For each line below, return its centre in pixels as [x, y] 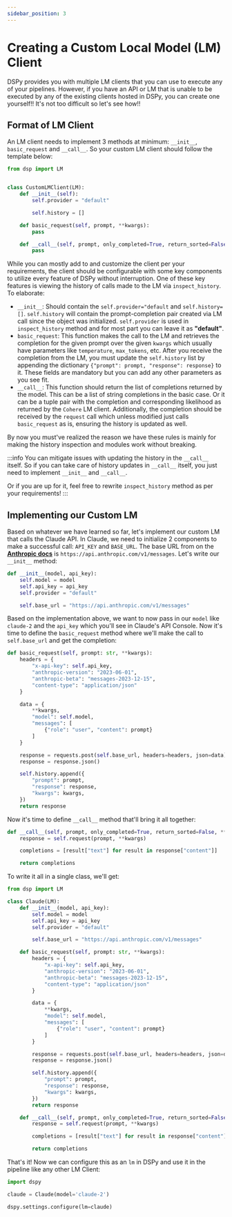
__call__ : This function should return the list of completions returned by [119, 387]
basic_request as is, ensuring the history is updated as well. [102, 424]
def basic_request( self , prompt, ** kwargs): [85, 225]
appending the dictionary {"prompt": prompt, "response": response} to [119, 365]
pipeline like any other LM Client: [54, 1169]
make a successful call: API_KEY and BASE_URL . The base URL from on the [110, 547]
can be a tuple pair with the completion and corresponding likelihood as [119, 402]
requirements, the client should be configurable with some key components [115, 271]
